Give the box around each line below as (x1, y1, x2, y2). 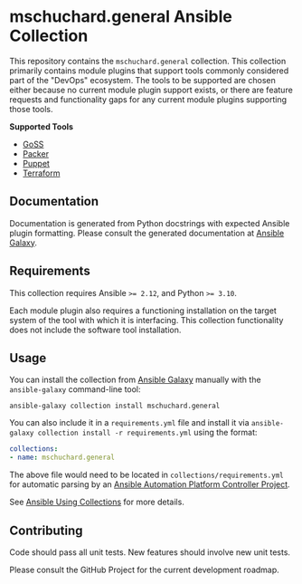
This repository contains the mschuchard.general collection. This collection (9, 55, 287, 66)
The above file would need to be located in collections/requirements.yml (9, 469, 285, 481)
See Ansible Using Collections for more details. (9, 496, 185, 508)
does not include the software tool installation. (9, 324, 182, 335)
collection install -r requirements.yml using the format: (37, 427, 258, 438)
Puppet (22, 158, 50, 168)
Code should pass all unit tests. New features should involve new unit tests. (9, 546, 291, 558)
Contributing (9, 522, 83, 538)
